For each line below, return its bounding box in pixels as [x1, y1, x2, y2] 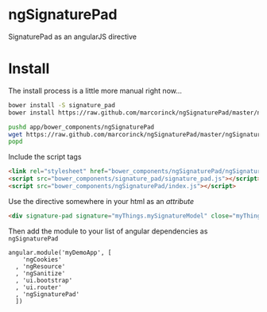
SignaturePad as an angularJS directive [8, 32, 137, 41]
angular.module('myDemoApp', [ [8, 248, 112, 256]
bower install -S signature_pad [8, 101, 115, 109]
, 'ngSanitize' [15, 269, 66, 277]
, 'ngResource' [15, 262, 66, 271]
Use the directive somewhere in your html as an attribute [8, 196, 195, 206]
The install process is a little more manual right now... [8, 86, 183, 95]
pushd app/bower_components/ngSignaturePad [8, 123, 155, 131]
